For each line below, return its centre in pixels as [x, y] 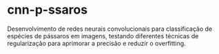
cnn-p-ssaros [48, 10]
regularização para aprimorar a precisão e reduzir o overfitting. [96, 43]
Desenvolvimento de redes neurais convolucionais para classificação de [109, 29]
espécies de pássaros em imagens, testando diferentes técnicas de [103, 36]
